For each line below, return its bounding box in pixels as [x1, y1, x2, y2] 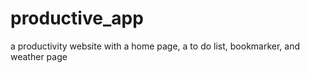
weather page [10, 50, 68, 62]
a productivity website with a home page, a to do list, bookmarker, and [10, 40, 301, 52]
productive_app [10, 7, 144, 30]
